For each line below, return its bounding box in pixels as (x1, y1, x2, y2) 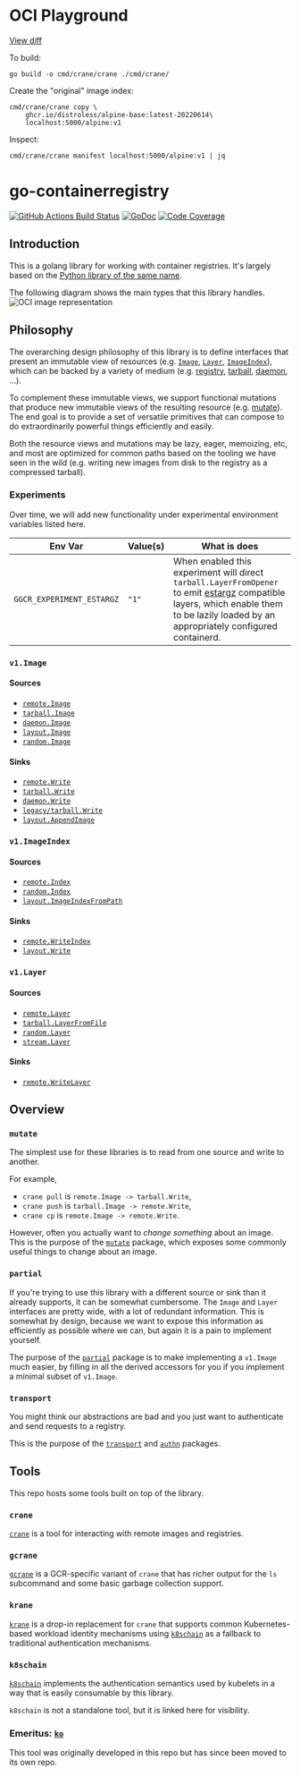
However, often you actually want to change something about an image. (9, 1228, 274, 1238)
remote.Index (21, 878, 71, 887)
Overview (9, 1102, 65, 1117)
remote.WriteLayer (21, 1077, 91, 1087)
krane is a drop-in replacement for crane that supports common (9, 1619, 243, 1629)
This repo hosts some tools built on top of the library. (9, 1487, 204, 1499)
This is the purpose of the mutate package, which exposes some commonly (9, 1236, 287, 1248)
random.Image (21, 737, 71, 746)
